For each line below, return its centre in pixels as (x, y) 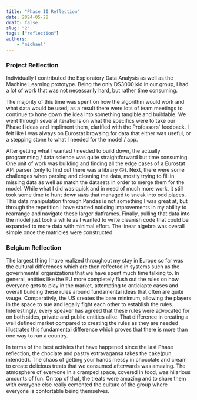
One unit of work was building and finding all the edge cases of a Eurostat (96, 163)
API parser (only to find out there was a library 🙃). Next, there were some (95, 170)
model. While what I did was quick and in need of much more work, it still (95, 189)
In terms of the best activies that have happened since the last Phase (90, 347)
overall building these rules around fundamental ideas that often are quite (95, 292)
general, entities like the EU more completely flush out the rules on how (93, 279)
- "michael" (31, 45)
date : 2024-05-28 (27, 17)
